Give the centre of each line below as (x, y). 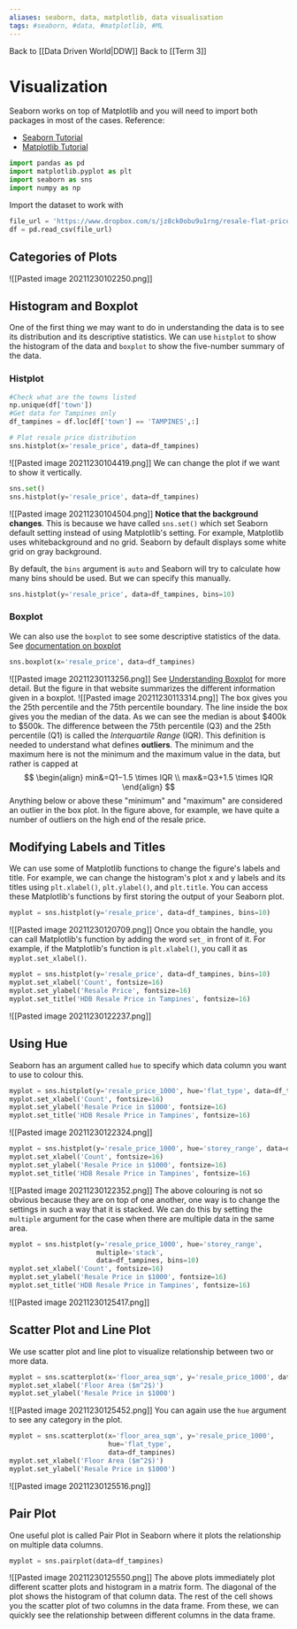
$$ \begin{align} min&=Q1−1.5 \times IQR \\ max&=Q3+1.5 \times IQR (148, 777)
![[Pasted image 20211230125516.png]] (80, 1485)
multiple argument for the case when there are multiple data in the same (142, 1218)
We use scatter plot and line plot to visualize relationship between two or (141, 1351)
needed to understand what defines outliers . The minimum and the (132, 744)
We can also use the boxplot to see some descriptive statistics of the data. (145, 636)
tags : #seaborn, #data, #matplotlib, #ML (87, 26)
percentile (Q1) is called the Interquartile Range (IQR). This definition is (137, 735)
